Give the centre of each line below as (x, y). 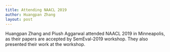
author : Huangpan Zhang (30, 15)
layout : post (19, 19)
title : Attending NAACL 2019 (36, 10)
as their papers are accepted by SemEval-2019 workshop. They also (77, 39)
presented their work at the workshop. (45, 44)
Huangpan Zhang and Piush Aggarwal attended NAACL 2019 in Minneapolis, (85, 34)
